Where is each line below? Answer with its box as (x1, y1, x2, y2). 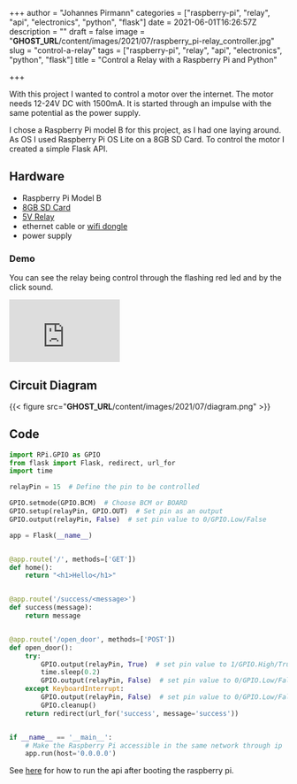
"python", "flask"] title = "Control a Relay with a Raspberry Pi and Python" (9, 55, 278, 65)
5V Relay (21, 211, 55, 222)
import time (9, 466, 53, 476)
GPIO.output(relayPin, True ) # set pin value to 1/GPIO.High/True (41, 659, 294, 669)
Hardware (9, 169, 65, 184)
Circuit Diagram (9, 378, 97, 393)
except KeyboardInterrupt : (25, 685, 125, 694)
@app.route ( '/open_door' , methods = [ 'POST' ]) (9, 634, 176, 644)
